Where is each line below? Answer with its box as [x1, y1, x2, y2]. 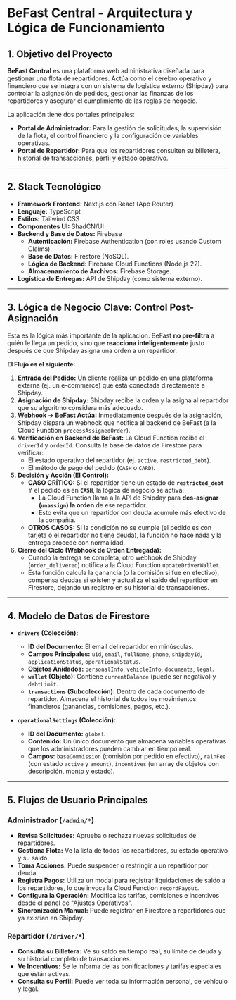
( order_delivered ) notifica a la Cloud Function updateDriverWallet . [27, 560, 221, 569]
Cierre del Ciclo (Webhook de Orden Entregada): [17, 545, 162, 554]
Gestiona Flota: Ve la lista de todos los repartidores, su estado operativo [17, 846, 228, 855]
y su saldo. [17, 854, 49, 863]
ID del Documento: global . [27, 729, 106, 738]
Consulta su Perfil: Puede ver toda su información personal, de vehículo [17, 977, 228, 986]
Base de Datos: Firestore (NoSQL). [27, 252, 129, 260]
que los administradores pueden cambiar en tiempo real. [27, 745, 192, 753]
